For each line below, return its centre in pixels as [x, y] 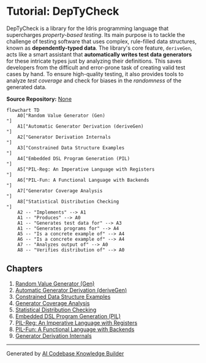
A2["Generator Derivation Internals [64, 137]
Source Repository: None [39, 99]
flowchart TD [23, 110]
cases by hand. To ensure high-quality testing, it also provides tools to [95, 74]
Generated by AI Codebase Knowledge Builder [65, 353]
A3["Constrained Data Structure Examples [71, 148]
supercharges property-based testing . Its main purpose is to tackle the [96, 34]
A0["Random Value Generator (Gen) [61, 115]
